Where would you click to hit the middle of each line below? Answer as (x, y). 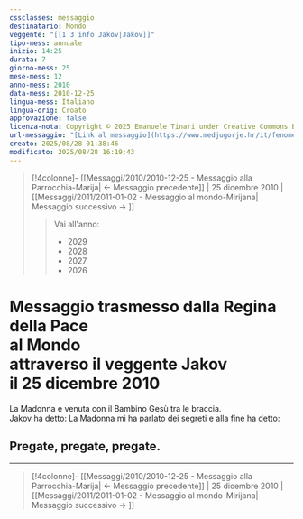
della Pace (49, 325)
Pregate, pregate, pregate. (85, 446)
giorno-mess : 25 (40, 69)
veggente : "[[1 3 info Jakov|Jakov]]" (82, 34)
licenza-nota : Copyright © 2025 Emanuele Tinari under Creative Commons (149, 127)
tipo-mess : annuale (46, 43)
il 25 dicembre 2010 (85, 383)
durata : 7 (28, 60)
